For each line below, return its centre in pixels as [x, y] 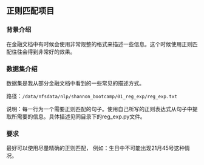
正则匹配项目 [30, 11]
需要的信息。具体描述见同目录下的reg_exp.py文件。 [81, 116]
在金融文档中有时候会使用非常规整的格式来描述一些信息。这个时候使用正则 [99, 44]
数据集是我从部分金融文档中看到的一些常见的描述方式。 [75, 83]
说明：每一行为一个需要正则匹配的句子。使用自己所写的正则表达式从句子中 [99, 109]
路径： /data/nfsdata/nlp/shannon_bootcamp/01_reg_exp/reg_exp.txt [92, 96]
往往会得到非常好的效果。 [43, 52]
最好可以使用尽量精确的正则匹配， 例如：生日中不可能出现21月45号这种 [96, 148]
